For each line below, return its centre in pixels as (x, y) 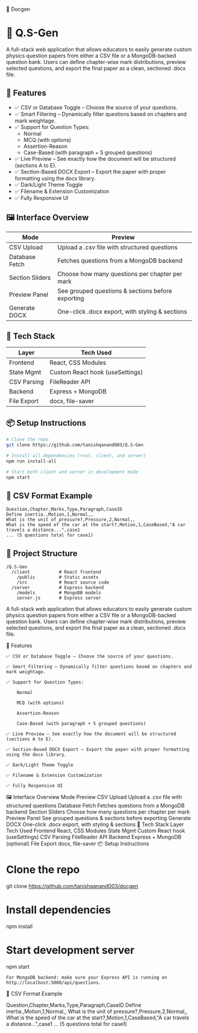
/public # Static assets (58, 577)
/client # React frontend (56, 572)
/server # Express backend (58, 588)
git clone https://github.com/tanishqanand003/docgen (72, 886)
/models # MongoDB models (59, 593)
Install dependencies (58, 910)
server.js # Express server (59, 598)
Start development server (70, 951)
